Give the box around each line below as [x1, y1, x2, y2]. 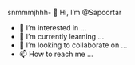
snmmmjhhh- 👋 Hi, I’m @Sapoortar [7, 8, 122, 17]
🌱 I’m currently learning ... [18, 32, 105, 41]
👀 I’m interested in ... [18, 23, 87, 32]
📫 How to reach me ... [18, 49, 93, 59]
